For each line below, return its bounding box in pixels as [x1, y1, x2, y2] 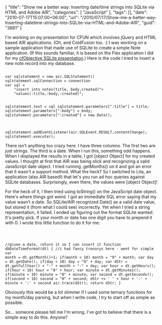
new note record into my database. [5, 61, 76, 66]
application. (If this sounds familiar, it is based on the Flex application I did [5, 50, 154, 56]
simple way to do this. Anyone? [5, 314, 68, 320]
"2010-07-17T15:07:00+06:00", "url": [5, 15, 80, 20]
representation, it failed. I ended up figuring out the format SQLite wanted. [5, 209, 154, 215]
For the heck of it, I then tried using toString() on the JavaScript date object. [5, 188, 158, 194]
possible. [5, 300, 23, 305]
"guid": [141, 20, 156, 25]
